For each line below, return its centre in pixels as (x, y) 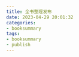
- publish (19, 45)
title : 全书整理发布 (29, 12)
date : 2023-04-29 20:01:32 (40, 17)
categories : (21, 23)
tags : (13, 34)
